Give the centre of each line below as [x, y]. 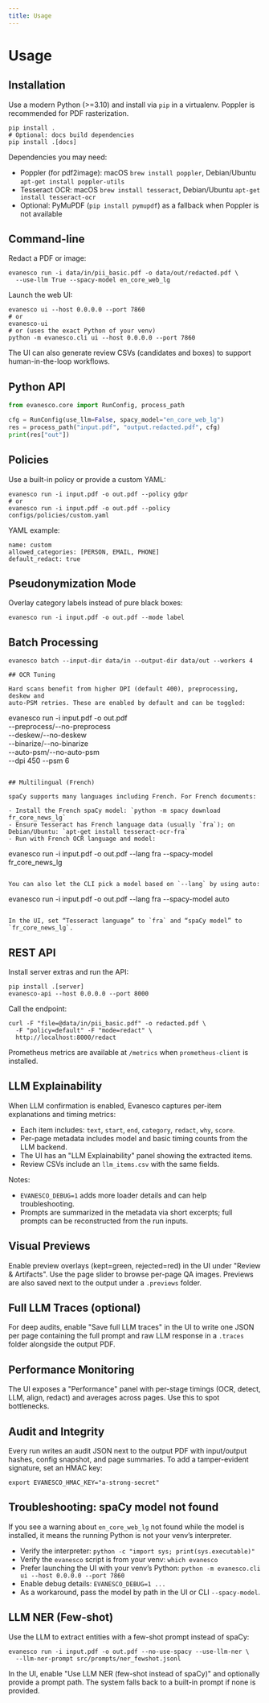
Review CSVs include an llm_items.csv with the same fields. [120, 1164]
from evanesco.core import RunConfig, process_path [96, 406]
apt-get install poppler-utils [72, 182]
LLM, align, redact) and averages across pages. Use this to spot [114, 1398]
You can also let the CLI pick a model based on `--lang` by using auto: [134, 884]
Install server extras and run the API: [69, 972]
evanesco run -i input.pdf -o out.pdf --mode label [96, 618]
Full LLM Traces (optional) [75, 1308]
